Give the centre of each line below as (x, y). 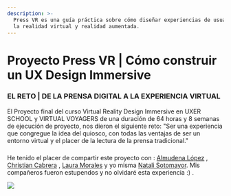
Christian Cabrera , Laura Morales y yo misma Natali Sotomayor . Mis (104, 165)
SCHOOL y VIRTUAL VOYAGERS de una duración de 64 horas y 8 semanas (113, 118)
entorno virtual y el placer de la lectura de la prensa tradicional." (98, 140)
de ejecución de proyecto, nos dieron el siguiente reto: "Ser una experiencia (115, 126)
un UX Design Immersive (79, 75)
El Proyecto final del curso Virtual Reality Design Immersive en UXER (104, 111)
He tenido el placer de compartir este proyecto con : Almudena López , (108, 157)
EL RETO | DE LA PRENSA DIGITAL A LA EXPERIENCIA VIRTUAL (114, 96)
